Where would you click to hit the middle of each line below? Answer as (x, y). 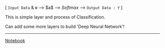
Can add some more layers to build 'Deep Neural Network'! (65, 26)
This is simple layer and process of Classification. (55, 17)
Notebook (15, 41)
